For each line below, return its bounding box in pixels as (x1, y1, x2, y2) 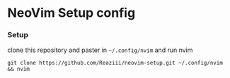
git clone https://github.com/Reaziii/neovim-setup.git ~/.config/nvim (7, 60, 223, 67)
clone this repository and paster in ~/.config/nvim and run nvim (7, 46, 193, 54)
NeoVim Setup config (7, 5, 136, 21)
